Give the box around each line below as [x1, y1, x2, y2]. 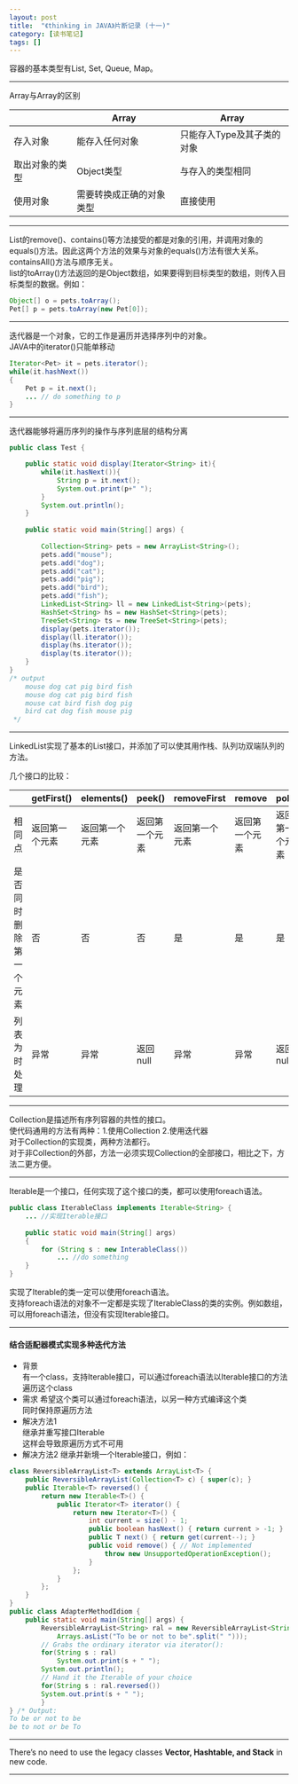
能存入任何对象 [76, 135, 139, 147]
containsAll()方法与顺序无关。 [9, 256, 118, 267]
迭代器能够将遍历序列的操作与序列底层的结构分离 [9, 426, 188, 436]
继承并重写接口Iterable [21, 1427, 105, 1438]
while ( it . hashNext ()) [9, 367, 90, 376]
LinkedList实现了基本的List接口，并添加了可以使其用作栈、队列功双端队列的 [9, 741, 286, 751]
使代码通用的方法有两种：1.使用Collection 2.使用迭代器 [9, 1126, 208, 1136]
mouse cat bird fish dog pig [25, 698, 133, 708]
